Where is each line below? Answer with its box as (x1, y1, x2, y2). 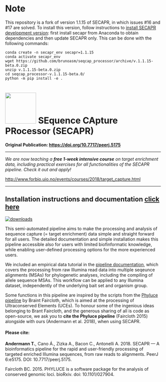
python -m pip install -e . (5, 76, 63, 81)
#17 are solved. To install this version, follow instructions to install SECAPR (5, 24, 157, 30)
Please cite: (5, 330, 30, 335)
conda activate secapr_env (5, 54, 61, 59)
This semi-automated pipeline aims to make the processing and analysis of (5, 226, 158, 232)
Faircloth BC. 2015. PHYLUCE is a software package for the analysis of (5, 366, 149, 372)
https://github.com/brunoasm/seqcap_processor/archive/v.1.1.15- (16, 58, 154, 63)
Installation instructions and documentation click (5, 195, 160, 203)
